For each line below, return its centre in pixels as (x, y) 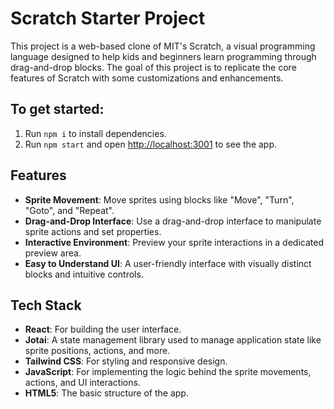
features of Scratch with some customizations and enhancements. (147, 78)
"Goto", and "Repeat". (69, 210)
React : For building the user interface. (103, 329)
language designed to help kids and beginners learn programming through (163, 56)
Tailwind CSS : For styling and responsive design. (126, 361)
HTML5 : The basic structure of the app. (106, 393)
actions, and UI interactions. (82, 383)
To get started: (57, 109)
